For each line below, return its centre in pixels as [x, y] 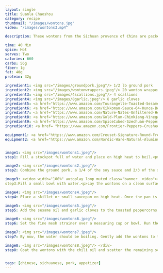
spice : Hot [16, 50]
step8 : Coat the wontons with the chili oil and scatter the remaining [79, 250]
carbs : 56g [16, 63]
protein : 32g [18, 77]
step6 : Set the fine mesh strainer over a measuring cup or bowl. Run [78, 223]
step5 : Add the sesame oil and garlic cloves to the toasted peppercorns [81, 210]
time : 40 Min [18, 45]
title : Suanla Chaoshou [29, 14]
